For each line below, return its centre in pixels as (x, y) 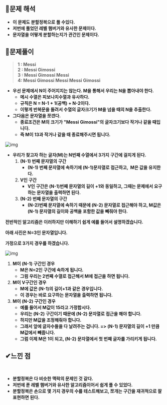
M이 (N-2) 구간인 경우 (34, 301)
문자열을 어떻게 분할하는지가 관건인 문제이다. (56, 35)
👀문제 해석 (21, 9)
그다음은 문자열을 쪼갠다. (37, 116)
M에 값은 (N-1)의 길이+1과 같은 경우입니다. (61, 288)
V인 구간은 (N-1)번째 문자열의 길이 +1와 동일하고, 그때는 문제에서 (90, 186)
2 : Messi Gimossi (36, 70)
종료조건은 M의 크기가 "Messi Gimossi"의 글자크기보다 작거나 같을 (86, 122)
